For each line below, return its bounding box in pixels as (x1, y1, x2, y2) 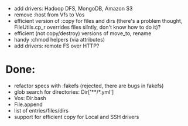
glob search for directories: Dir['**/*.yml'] (13, 88, 114, 96)
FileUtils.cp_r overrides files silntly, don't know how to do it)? (13, 23, 161, 30)
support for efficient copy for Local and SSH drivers (13, 113, 139, 120)
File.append (13, 101, 43, 108)
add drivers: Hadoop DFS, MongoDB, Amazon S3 (13, 5, 133, 12)
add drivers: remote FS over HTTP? (13, 42, 100, 49)
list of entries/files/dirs (13, 107, 69, 114)
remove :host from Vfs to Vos (13, 11, 85, 18)
